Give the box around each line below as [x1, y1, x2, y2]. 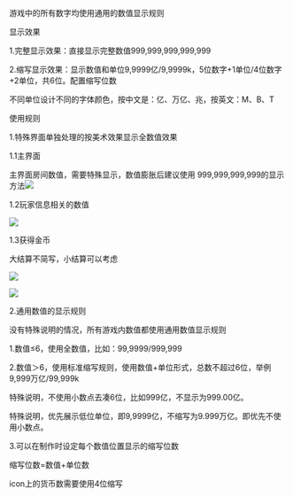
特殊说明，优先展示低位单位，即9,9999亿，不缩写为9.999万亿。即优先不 [9, 411, 274, 421]
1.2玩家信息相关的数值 [9, 199, 90, 210]
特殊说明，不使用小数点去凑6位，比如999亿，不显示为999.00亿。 [9, 392, 249, 402]
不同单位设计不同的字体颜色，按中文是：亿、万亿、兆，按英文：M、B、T [9, 94, 274, 105]
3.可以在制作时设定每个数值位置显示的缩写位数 [9, 441, 180, 451]
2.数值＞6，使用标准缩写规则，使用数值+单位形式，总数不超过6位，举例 [9, 362, 272, 372]
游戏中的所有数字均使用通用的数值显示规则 [9, 8, 165, 18]
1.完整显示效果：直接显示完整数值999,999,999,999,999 [9, 45, 212, 56]
